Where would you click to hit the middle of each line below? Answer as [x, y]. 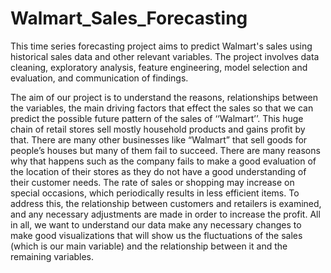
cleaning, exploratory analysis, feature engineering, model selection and [159, 67]
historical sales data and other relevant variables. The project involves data [165, 56]
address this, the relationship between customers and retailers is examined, [166, 203]
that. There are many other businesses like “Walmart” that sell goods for [159, 139]
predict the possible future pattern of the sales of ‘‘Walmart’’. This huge [157, 118]
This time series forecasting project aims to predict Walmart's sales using [161, 46]
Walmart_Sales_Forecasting [129, 18]
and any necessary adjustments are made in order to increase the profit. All [165, 214]
